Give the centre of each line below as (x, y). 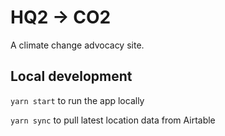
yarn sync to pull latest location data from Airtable (113, 120)
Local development (71, 76)
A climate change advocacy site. (77, 45)
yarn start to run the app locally (77, 100)
